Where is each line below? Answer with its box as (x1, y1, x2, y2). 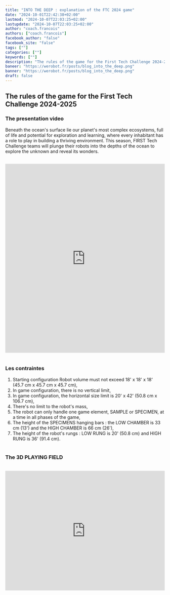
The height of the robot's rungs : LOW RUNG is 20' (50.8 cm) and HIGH (12, 430, 161, 436)
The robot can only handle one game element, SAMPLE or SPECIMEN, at (12, 409, 164, 415)
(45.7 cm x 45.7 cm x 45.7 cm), (12, 382, 77, 388)
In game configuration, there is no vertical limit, (12, 387, 111, 393)
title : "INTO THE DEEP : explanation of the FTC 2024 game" (5, 7, 135, 13)
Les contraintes (5, 365, 45, 372)
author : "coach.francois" (5, 26, 60, 31)
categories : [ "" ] (5, 50, 42, 55)
